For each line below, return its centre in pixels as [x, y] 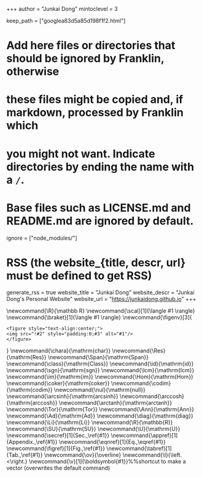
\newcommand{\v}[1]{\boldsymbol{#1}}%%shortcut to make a [107, 462]
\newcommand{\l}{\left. [152, 455]
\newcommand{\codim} [141, 383]
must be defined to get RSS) [79, 276]
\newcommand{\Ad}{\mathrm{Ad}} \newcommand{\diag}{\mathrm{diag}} [100, 416]
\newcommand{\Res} [139, 351]
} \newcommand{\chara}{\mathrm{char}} [59, 351]
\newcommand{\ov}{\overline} [83, 455]
